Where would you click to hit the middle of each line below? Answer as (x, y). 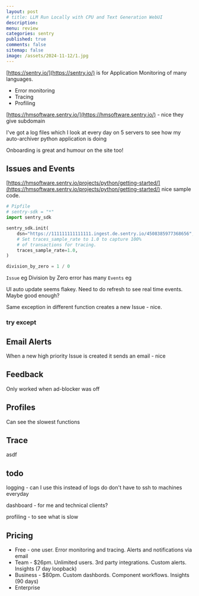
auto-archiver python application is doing (57, 138)
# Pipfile (18, 206)
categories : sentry (30, 34)
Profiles (21, 408)
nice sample (176, 189)
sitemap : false (25, 50)
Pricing (20, 535)
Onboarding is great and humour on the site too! (65, 150)
